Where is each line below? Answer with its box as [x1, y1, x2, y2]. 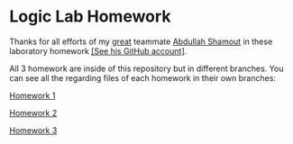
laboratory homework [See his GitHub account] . [9, 45, 188, 56]
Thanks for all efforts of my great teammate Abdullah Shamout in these [9, 36, 273, 47]
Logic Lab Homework [9, 6, 171, 27]
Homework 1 [9, 90, 56, 101]
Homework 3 [9, 124, 58, 136]
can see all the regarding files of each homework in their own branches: [9, 72, 277, 83]
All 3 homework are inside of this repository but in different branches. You [9, 63, 284, 74]
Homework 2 [9, 107, 58, 118]
